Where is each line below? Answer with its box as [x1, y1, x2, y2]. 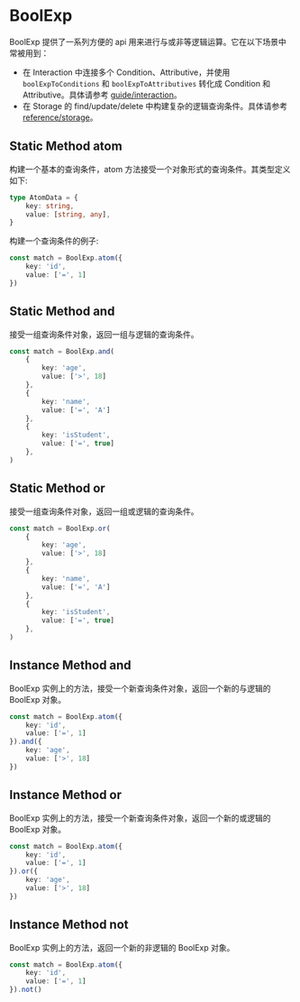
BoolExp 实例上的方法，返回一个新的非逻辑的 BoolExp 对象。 [9, 942, 235, 952]
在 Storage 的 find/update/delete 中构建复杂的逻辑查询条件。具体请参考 [22, 100, 288, 111]
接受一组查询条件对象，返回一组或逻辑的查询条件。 [9, 506, 199, 517]
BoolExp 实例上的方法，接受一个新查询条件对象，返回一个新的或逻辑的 [9, 813, 271, 823]
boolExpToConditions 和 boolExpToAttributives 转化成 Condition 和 [22, 78, 271, 88]
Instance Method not [9, 917, 129, 933]
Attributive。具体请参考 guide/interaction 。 [22, 89, 182, 100]
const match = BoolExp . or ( [9, 524, 111, 533]
